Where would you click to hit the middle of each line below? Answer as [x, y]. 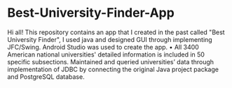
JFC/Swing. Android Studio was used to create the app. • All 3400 [103, 47]
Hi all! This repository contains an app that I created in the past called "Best [116, 32]
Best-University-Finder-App [91, 13]
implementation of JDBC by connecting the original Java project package [113, 69]
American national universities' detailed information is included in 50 [106, 54]
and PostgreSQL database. [46, 76]
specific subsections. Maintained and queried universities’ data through [111, 61]
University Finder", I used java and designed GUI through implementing [110, 39]
